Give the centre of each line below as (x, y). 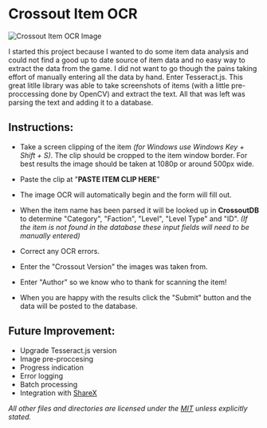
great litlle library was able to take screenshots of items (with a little (119, 85)
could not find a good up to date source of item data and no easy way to (127, 60)
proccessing (29, 93)
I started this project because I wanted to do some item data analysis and (128, 51)
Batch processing (49, 384)
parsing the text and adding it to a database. (81, 102)
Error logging (41, 375)
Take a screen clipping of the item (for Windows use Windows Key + (132, 147)
